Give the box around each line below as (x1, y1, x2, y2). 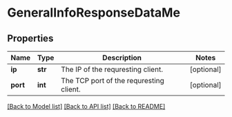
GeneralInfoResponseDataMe (7, 5, 181, 21)
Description (102, 53, 142, 62)
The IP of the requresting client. (61, 64, 164, 74)
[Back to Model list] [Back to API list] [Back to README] (7, 102, 166, 110)
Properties (7, 33, 54, 44)
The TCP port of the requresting (61, 76, 164, 85)
